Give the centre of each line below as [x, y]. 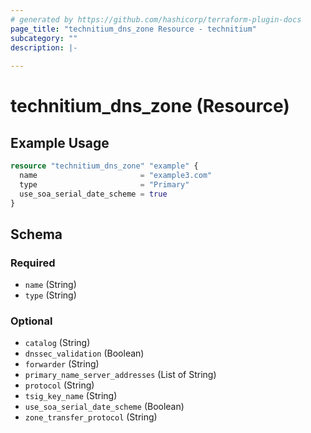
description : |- [44, 47]
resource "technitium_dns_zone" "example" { [104, 166]
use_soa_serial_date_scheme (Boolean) [104, 407]
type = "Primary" [104, 184]
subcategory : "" [44, 38]
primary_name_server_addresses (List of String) [120, 375]
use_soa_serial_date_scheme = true [93, 194]
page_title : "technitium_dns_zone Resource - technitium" [133, 29]
